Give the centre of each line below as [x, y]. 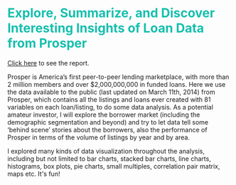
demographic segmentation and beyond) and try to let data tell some [108, 122]
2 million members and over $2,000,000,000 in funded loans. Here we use [117, 84]
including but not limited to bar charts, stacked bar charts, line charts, [109, 159]
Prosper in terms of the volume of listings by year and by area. [99, 137]
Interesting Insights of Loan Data [106, 28]
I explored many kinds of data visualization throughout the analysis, [106, 151]
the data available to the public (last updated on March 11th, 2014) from [111, 92]
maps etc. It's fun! [34, 174]
